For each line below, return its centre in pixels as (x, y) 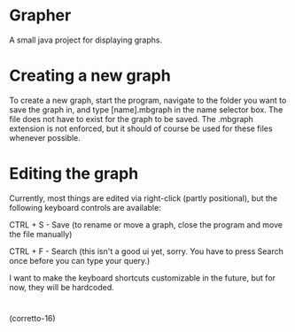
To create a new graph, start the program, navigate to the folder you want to (148, 100)
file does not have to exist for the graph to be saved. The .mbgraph (132, 119)
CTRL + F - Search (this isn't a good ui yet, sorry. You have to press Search (146, 251)
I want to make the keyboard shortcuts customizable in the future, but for (143, 278)
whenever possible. (45, 137)
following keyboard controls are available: (85, 207)
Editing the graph (74, 174)
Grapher (40, 15)
